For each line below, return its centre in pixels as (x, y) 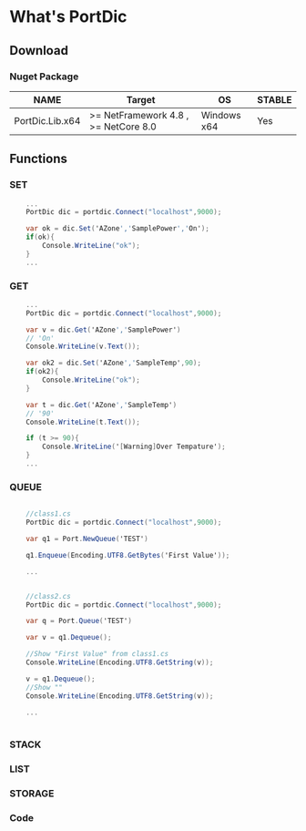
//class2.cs (48, 596)
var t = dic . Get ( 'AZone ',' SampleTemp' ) (102, 405)
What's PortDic (68, 17)
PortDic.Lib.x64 (47, 120)
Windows (221, 115)
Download (39, 51)
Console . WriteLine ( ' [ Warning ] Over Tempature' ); (134, 447)
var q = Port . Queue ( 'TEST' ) (79, 621)
